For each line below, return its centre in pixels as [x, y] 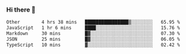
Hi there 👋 [21, 10]
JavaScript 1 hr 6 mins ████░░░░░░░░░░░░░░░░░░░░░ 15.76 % [93, 28]
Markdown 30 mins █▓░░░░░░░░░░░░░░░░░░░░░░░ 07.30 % [93, 34]
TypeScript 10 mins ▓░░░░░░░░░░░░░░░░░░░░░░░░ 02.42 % [93, 45]
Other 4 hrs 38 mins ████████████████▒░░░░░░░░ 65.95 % [93, 22]
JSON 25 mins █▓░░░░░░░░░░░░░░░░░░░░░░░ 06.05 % [93, 39]
